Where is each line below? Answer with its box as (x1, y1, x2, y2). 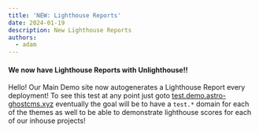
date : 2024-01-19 (8, 19, 65, 27)
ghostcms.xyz (8, 99, 54, 109)
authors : (8, 33, 37, 42)
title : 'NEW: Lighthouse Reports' (8, 11, 122, 20)
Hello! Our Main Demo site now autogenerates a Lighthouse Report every (8, 83, 246, 92)
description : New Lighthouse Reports (8, 26, 132, 34)
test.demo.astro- (172, 91, 227, 101)
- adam (15, 41, 37, 49)
